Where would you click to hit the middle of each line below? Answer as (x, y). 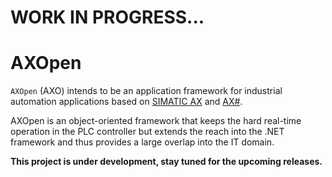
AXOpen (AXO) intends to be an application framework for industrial (146, 91)
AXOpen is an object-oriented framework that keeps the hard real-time (156, 121)
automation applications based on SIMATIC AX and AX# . (126, 102)
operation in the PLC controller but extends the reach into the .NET (147, 132)
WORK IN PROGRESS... (107, 17)
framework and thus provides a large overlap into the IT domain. (142, 142)
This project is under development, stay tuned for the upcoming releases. (166, 162)
